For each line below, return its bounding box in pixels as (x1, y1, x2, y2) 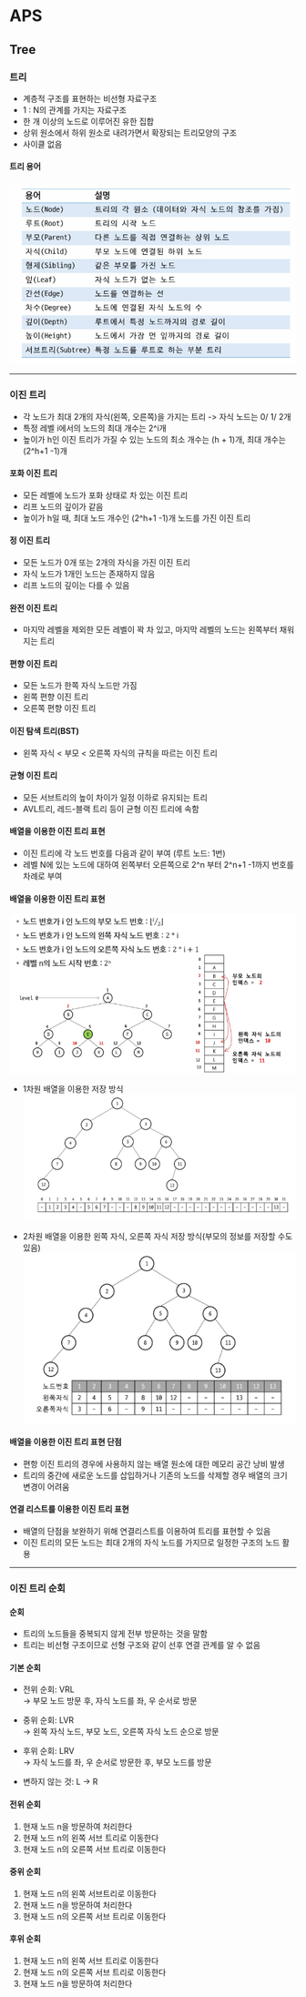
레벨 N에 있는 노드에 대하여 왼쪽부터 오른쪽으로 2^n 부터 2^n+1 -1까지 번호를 (22, 860, 294, 871)
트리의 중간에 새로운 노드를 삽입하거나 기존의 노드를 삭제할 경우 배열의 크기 (22, 1470, 289, 1481)
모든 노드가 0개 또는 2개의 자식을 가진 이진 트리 (22, 557, 191, 568)
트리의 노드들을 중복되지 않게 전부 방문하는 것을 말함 (22, 1628, 208, 1639)
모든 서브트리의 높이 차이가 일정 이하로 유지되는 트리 (22, 791, 208, 802)
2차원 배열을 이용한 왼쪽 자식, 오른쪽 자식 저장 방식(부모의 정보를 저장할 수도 (22, 1231, 293, 1242)
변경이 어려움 (22, 1481, 70, 1492)
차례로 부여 (22, 871, 63, 881)
